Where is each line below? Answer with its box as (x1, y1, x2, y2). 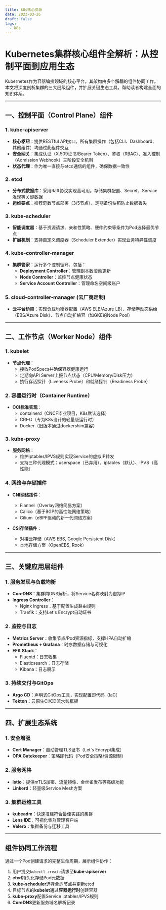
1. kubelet (5, 348, 29, 355)
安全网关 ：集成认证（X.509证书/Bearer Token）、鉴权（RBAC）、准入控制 (12, 151, 161, 157)
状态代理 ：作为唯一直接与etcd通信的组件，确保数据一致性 (12, 163, 130, 169)
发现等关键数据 (12, 194, 43, 200)
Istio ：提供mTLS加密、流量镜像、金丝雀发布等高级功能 (12, 779, 124, 785)
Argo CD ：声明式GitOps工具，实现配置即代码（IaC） (12, 692, 120, 698)
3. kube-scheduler (5, 213, 51, 220)
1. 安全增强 (5, 735, 31, 741)
